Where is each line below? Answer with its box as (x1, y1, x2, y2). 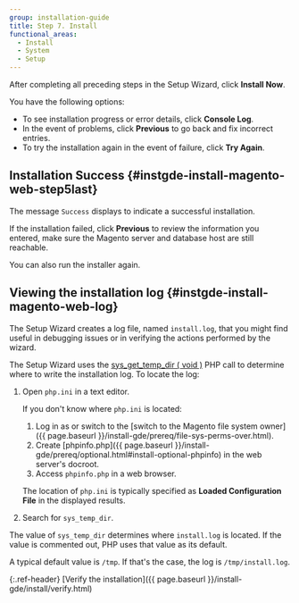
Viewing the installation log (9, 285, 164, 300)
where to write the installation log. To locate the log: (9, 368, 200, 380)
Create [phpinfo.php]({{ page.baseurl (35, 440, 173, 450)
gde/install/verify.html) (9, 582, 93, 594)
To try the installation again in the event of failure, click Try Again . (21, 142, 265, 153)
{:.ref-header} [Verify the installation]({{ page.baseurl (9, 574, 206, 584)
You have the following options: (9, 96, 125, 107)
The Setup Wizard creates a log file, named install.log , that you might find (9, 322, 288, 333)
